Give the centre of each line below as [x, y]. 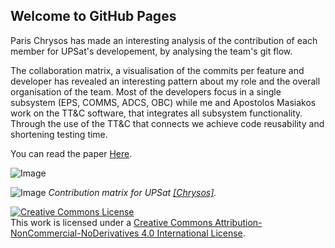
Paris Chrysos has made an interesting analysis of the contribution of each [164, 40]
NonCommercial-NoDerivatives [75, 233]
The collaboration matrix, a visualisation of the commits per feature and [157, 70]
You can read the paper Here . [71, 153]
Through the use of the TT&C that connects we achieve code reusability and [167, 123]
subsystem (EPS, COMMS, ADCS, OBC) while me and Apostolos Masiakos [163, 102]
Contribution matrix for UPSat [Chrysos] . [132, 192]
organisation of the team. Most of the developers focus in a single [146, 91]
